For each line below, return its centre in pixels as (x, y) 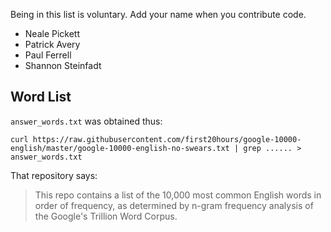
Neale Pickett (52, 33)
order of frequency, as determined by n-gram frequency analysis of (174, 205)
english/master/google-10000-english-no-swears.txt (120, 148)
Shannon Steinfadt (63, 65)
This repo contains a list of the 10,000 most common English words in (178, 195)
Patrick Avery (52, 44)
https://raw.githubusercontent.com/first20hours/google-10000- (167, 139)
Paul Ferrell (48, 55)
